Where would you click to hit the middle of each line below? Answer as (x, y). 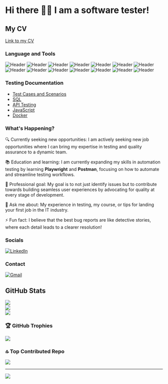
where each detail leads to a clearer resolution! (53, 227)
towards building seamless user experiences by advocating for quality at (80, 189)
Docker (20, 115)
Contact (15, 264)
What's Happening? (30, 128)
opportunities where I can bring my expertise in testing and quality (73, 146)
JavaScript (23, 110)
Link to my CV (19, 41)
